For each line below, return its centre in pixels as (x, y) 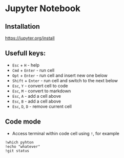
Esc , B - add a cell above (36, 101)
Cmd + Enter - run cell (33, 70)
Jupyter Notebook (43, 9)
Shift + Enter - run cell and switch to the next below (65, 80)
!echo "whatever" (23, 146)
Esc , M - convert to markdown (41, 91)
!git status (17, 151)
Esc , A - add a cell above (36, 96)
